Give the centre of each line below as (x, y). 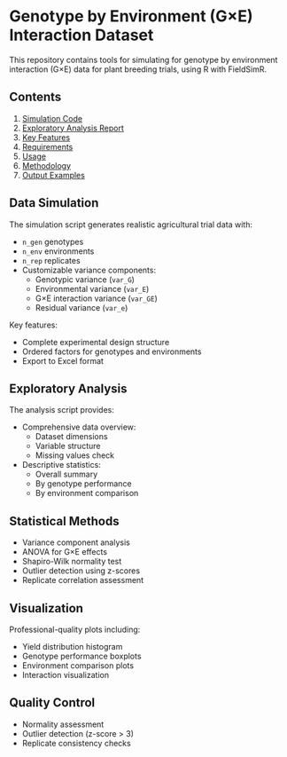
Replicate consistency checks (76, 743)
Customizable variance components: (89, 270)
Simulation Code (52, 118)
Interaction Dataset (81, 35)
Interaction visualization (65, 675)
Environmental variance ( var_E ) (92, 288)
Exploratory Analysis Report (73, 128)
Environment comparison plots (78, 666)
